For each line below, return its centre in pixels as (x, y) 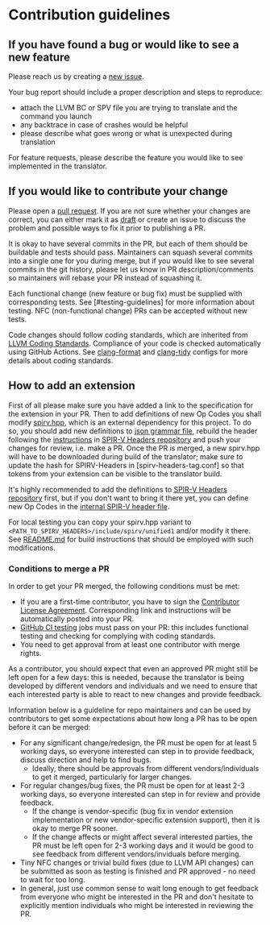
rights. (31, 653)
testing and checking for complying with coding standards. (118, 636)
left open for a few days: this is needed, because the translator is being (126, 677)
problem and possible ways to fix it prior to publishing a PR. (107, 228)
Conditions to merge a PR (59, 568)
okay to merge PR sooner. (75, 828)
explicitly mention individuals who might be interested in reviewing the (137, 905)
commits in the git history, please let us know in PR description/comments (131, 269)
